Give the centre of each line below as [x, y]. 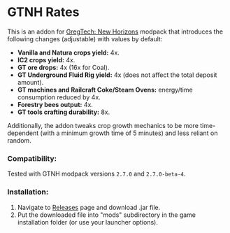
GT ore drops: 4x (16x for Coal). [63, 67]
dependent [23, 133]
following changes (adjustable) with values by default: [85, 38]
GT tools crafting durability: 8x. [64, 112]
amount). [30, 82]
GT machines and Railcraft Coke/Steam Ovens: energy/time [105, 90]
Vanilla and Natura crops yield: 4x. [69, 52]
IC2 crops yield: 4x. [46, 59]
